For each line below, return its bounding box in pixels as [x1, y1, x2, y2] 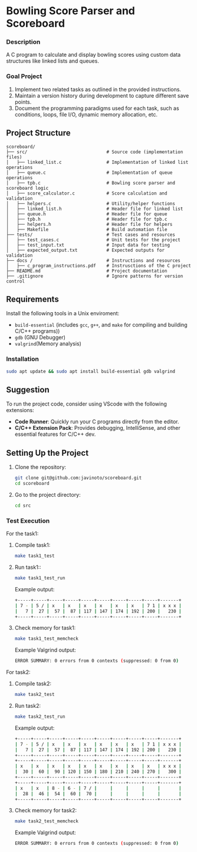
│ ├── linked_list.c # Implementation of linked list [6, 159, 189, 165]
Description [6, 38, 41, 46]
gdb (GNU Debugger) [14, 334, 66, 341]
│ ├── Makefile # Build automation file [6, 226, 168, 232]
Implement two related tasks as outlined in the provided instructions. [14, 86, 182, 93]
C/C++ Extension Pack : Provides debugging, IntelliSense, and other [14, 425, 181, 432]
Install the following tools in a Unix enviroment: [6, 310, 120, 317]
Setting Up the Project [6, 448, 89, 458]
